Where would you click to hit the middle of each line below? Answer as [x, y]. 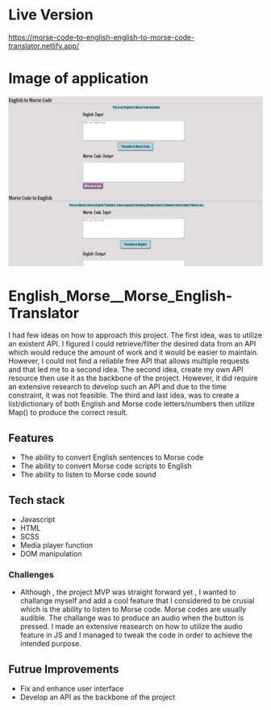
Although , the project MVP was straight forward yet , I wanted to [128, 592]
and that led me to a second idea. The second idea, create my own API [126, 370]
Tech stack [37, 500]
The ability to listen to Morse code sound [88, 475]
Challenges [31, 575]
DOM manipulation [51, 554]
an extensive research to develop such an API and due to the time [118, 387]
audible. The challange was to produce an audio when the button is [132, 618]
